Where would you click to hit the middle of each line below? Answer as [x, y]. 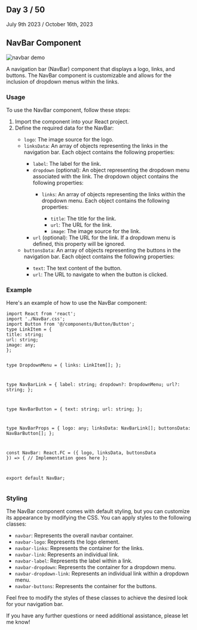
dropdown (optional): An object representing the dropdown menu [111, 170]
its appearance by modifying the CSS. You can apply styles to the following [99, 518]
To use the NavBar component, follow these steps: [68, 110]
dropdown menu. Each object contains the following [106, 200]
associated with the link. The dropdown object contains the [105, 176]
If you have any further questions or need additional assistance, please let [97, 616]
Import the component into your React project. [72, 121]
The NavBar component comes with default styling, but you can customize [98, 511]
